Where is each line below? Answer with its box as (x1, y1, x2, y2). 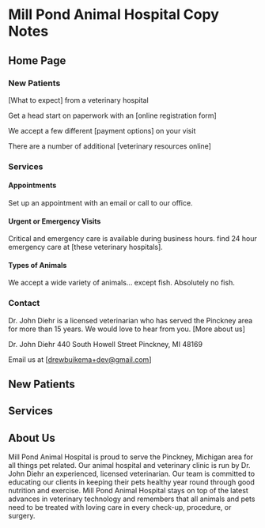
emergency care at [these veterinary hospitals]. (8, 243, 164, 252)
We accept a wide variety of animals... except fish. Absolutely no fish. (8, 278, 235, 288)
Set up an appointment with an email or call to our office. (8, 198, 193, 207)
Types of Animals (8, 260, 67, 270)
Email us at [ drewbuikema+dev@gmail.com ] (8, 354, 152, 364)
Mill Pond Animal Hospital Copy (8, 6, 219, 24)
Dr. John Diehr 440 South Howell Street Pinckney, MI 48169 (8, 339, 203, 349)
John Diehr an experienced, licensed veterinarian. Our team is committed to (8, 469, 256, 479)
